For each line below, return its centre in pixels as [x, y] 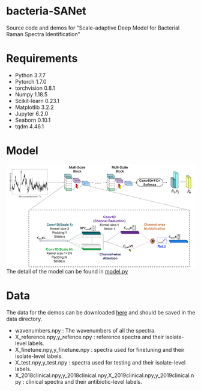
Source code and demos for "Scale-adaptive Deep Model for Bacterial [93, 28]
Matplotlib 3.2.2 [34, 107]
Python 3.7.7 [30, 75]
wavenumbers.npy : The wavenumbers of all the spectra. [85, 331]
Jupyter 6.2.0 [31, 113]
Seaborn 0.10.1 [33, 120]
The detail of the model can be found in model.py [67, 272]
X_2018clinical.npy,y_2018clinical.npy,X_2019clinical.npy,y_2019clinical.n [104, 375]
